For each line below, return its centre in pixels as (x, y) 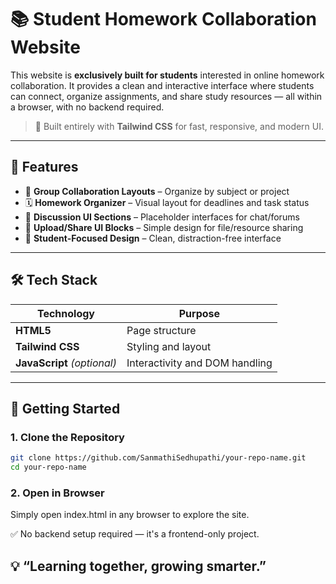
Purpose (199, 313)
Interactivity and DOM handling (199, 363)
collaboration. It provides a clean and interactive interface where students (162, 85)
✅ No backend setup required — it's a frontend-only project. (135, 534)
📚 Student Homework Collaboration (163, 19)
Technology (65, 313)
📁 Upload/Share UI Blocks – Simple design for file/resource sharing (164, 227)
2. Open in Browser (57, 493)
